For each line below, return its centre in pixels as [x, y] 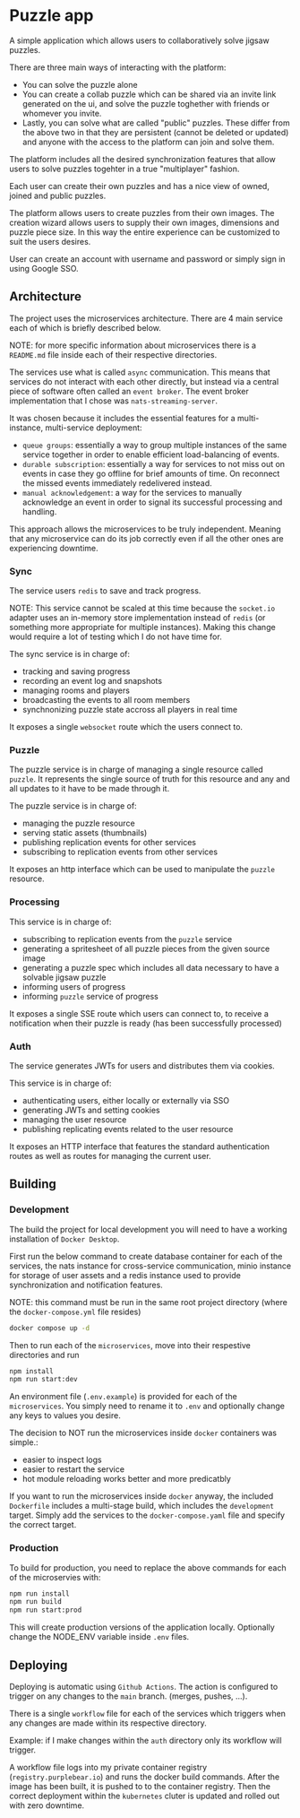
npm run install [39, 1593]
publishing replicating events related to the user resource [128, 1129]
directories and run [44, 1355]
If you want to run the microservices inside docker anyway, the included [141, 1496]
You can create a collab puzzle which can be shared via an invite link [149, 94]
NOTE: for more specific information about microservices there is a [133, 345]
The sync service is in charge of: [70, 654]
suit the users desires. [50, 241]
